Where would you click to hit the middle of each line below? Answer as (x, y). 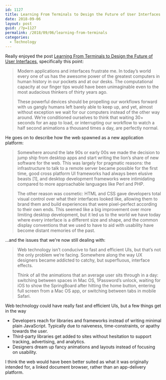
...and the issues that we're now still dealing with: (55, 240)
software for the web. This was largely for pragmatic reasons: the (84, 163)
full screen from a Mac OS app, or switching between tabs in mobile (86, 291)
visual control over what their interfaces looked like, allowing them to (87, 199)
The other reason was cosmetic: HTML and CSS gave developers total (89, 193)
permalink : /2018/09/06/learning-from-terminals (56, 33)
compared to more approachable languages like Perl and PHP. (81, 184)
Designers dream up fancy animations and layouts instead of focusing (83, 347)
